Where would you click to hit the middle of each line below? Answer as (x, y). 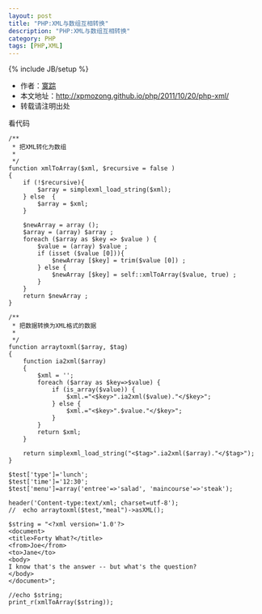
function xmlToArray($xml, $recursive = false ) (92, 168)
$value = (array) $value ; (83, 247)
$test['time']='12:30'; (49, 482)
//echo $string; (36, 595)
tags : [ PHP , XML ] (36, 46)
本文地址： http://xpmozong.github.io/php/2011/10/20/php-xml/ (125, 96)
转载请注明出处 (45, 106)
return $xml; (59, 433)
